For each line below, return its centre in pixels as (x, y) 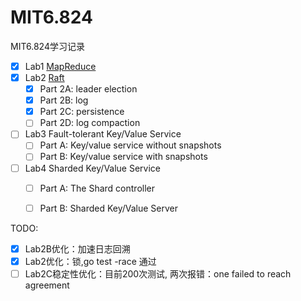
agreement (47, 285)
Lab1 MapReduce (60, 66)
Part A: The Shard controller (97, 188)
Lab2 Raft (44, 77)
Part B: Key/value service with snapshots (123, 157)
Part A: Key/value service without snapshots (130, 145)
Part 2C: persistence (82, 112)
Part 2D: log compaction (90, 123)
